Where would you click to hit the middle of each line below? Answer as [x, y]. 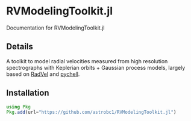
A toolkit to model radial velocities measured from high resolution [87, 61]
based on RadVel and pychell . [43, 74]
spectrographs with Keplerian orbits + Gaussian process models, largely [96, 67]
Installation [28, 93]
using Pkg [19, 107]
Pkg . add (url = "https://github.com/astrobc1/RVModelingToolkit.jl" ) [91, 113]
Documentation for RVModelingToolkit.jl [55, 28]
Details [20, 47]
